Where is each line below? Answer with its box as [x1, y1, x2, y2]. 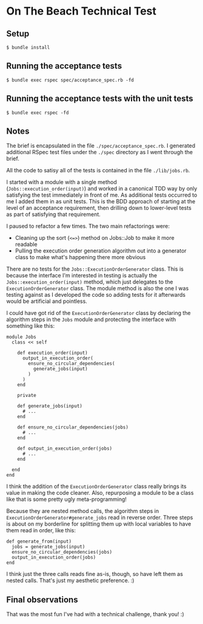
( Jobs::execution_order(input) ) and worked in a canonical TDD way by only [6, 185, 198, 192]
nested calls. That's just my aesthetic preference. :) [6, 577, 135, 584]
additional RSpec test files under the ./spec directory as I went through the [6, 149, 193, 156]
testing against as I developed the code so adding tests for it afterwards [6, 291, 186, 299]
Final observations [6, 594, 78, 605]
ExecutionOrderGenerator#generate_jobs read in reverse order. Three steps [6, 514, 193, 521]
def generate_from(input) [6, 538, 72, 544]
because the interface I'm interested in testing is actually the [6, 272, 158, 279]
